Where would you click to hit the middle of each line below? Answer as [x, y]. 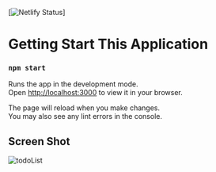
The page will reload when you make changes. [84, 108]
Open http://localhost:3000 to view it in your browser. [96, 93]
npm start [27, 68]
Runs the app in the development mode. [73, 84]
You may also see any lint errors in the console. [85, 117]
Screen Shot [39, 141]
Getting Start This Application [108, 44]
